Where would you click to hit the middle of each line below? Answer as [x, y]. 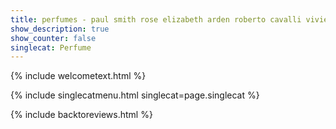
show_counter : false [53, 38]
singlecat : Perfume [51, 47]
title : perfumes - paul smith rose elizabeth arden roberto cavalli [156, 19]
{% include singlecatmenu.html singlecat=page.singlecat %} [135, 95]
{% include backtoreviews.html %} [81, 115]
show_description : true [60, 29]
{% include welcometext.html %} [78, 76]
